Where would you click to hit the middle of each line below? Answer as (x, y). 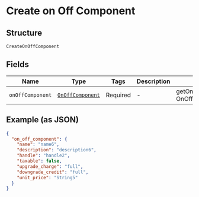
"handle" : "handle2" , (43, 155)
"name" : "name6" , (38, 144)
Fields (18, 64)
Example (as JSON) (42, 120)
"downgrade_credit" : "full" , (53, 172)
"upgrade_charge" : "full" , (50, 166)
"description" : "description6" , (57, 150)
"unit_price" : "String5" (47, 177)
